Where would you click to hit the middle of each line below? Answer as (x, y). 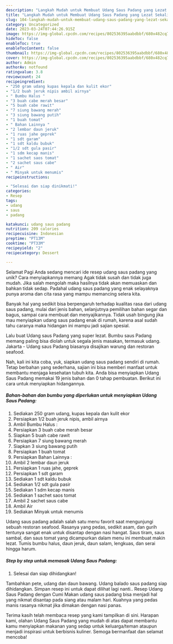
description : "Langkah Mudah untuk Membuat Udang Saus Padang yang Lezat (86, 10)
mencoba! (16, 637)
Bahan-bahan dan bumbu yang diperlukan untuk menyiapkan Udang (81, 395)
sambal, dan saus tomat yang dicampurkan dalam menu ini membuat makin (86, 538)
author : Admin (21, 63)
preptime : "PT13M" (25, 239)
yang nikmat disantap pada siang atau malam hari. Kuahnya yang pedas (82, 600)
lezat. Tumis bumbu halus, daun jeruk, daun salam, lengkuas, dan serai (81, 543)
